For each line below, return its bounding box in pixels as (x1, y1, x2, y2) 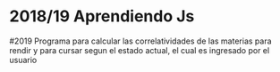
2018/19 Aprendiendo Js (9, 6, 195, 27)
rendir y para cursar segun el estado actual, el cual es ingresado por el (9, 44, 270, 55)
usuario (9, 54, 38, 65)
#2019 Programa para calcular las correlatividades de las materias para (9, 36, 272, 46)
